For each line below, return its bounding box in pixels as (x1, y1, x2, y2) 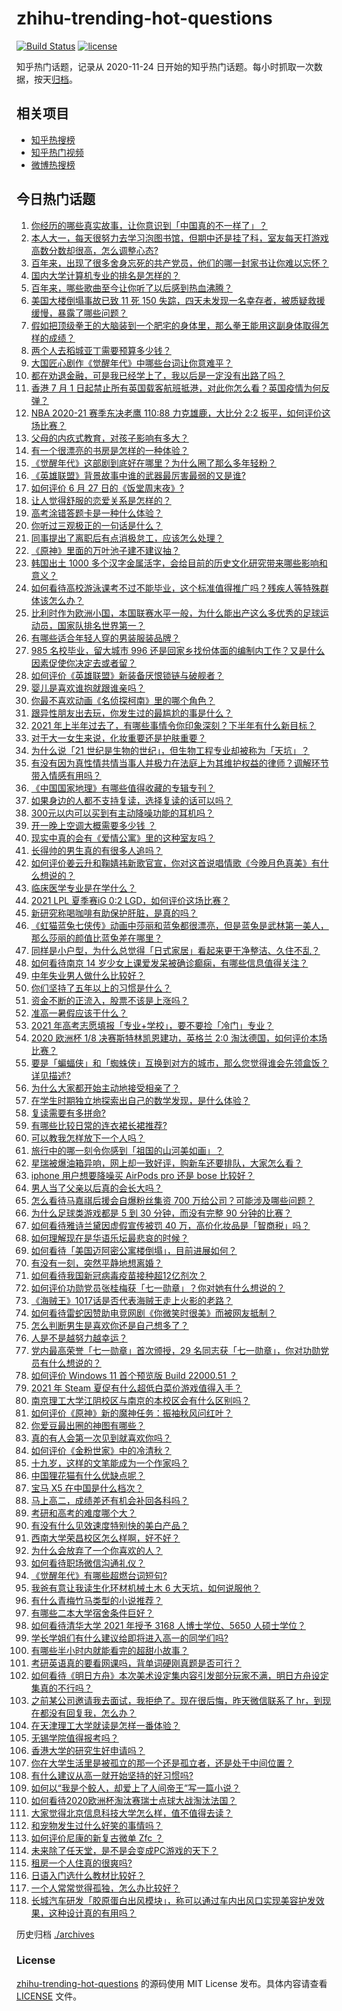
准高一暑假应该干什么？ (30, 1007, 128, 1019)
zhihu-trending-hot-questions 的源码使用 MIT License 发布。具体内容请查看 (16, 1977, 328, 1989)
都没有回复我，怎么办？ (39, 1707, 137, 1719)
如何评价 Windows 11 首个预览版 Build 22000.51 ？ (30, 1369, 238, 1381)
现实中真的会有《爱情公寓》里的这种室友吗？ (30, 832, 216, 844)
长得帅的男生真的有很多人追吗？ (30, 844, 163, 856)
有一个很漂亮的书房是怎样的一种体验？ (30, 444, 189, 456)
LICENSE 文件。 (16, 1990, 83, 2002)
